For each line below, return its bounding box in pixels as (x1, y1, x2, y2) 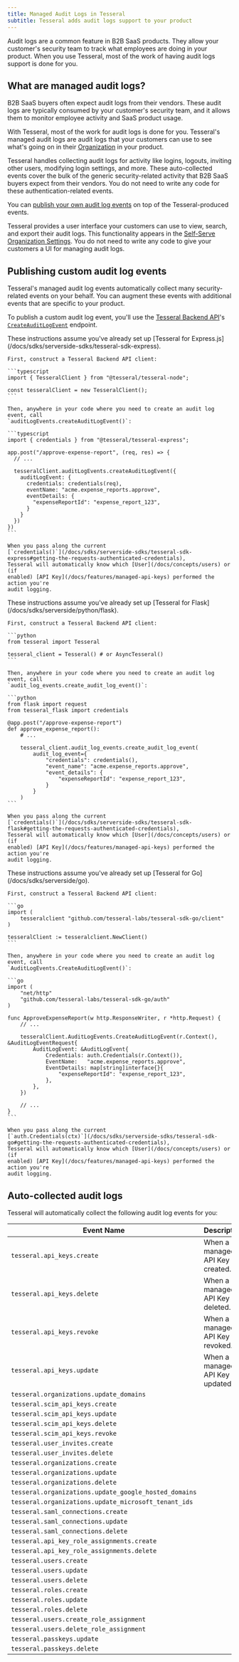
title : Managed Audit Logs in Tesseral (7, 10, 126, 18)
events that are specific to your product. (7, 300, 125, 308)
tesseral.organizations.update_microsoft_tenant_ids (11, 1498, 193, 1505)
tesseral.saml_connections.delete (11, 1527, 128, 1535)
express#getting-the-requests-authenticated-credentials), (7, 555, 186, 562)
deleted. (203, 1302, 231, 1312)
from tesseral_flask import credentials (7, 707, 129, 714)
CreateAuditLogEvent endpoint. (7, 321, 98, 329)
